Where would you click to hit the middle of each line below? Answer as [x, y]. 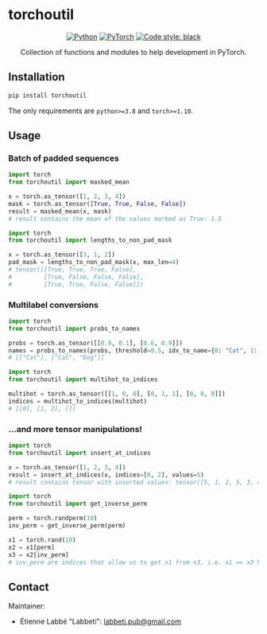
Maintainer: [27, 606]
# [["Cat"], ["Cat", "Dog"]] [56, 358]
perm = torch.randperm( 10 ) [53, 519]
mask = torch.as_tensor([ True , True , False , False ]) [97, 204]
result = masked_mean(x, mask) [60, 211]
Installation [37, 77]
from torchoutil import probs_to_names [74, 329]
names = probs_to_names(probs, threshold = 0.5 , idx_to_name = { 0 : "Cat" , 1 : [133, 350]
